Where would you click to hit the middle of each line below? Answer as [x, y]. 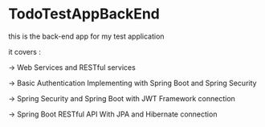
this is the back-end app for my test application [86, 36]
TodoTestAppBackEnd [84, 14]
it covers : [25, 51]
